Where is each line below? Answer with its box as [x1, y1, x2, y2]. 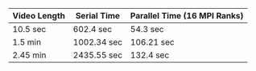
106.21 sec [130, 37, 175, 47]
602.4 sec [72, 24, 113, 34]
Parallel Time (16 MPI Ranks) [130, 10, 244, 21]
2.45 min [12, 49, 47, 61]
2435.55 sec [72, 49, 123, 61]
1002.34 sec [72, 37, 123, 47]
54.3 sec [130, 24, 164, 34]
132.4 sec [130, 49, 170, 61]
